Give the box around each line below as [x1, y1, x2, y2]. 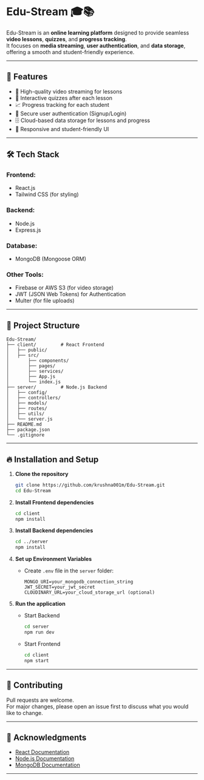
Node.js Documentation [15, 755, 75, 762]
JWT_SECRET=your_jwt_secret [24, 584, 95, 591]
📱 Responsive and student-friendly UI [15, 125, 109, 132]
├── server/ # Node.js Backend [6, 384, 107, 390]
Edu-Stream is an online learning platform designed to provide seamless [6, 29, 189, 36]
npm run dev [24, 629, 55, 636]
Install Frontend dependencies [15, 498, 94, 506]
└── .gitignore [6, 432, 45, 438]
